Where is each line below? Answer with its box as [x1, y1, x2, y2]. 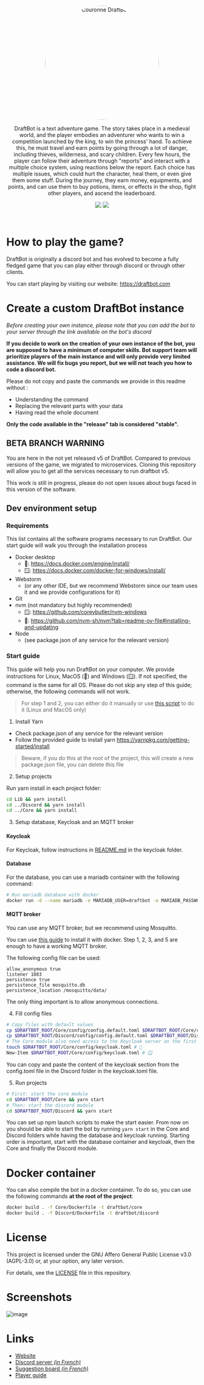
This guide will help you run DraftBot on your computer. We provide [6, 666, 175, 673]
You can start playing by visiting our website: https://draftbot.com [6, 280, 171, 287]
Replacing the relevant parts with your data [15, 402, 123, 409]
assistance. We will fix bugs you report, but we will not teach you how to [6, 359, 192, 367]
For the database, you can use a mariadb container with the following [6, 873, 180, 881]
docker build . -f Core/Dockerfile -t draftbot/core [6, 1205, 143, 1211]
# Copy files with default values [6, 1021, 94, 1027]
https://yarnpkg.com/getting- [116, 736, 190, 743]
